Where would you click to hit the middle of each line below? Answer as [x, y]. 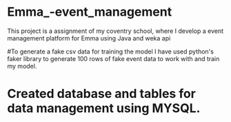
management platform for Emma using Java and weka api [89, 38]
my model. [22, 66]
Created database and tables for [102, 94]
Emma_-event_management [90, 12]
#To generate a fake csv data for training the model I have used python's [110, 51]
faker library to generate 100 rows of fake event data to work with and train [113, 58]
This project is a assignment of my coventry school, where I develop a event [115, 31]
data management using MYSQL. [104, 109]
